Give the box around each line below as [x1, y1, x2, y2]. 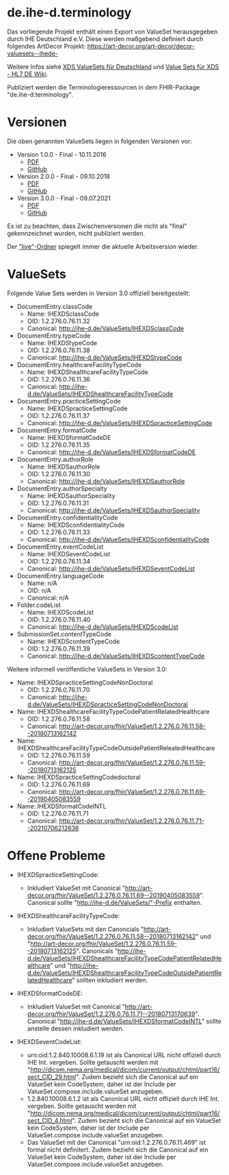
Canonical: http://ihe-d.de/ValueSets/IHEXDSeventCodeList [27, 564, 196, 573]
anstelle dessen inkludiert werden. [27, 1024, 124, 1032]
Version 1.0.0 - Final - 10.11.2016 [16, 150, 107, 158]
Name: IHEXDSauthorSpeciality [27, 491, 116, 499]
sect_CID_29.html [27, 1072, 77, 1080]
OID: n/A [27, 586, 51, 594]
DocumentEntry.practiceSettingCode [16, 397, 121, 405]
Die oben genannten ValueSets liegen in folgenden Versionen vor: [7, 137, 193, 145]
